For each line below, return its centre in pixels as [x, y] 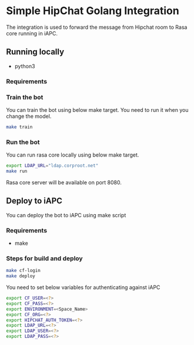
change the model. [29, 116]
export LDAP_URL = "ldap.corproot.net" [52, 166]
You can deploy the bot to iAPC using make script [66, 215]
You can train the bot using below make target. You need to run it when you [97, 110]
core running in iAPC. [32, 33]
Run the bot [23, 142]
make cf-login [24, 271]
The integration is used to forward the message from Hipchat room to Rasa [97, 27]
